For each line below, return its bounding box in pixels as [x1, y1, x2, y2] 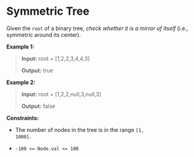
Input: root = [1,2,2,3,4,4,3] [21, 55, 90, 62]
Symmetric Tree [6, 4, 90, 18]
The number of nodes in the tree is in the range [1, [15, 126, 144, 133]
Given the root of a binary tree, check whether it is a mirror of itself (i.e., [6, 25, 188, 32]
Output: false [21, 102, 56, 110]
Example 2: [6, 78, 35, 86]
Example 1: [6, 43, 35, 50]
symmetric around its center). [6, 31, 81, 38]
